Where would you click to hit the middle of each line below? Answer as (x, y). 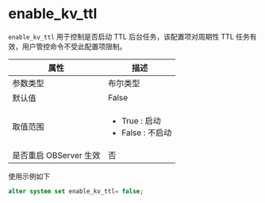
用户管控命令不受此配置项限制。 (74, 46)
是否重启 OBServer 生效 (56, 155)
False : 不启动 (147, 133)
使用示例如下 (29, 176)
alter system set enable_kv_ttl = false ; (76, 191)
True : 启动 (141, 121)
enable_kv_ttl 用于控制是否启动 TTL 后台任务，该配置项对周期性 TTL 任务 (129, 36)
